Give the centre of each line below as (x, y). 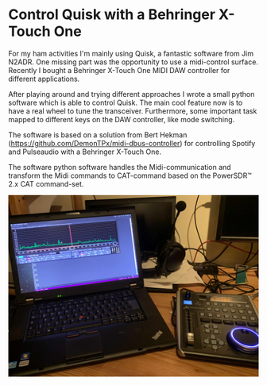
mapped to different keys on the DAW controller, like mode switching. (122, 119)
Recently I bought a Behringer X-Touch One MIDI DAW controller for (119, 70)
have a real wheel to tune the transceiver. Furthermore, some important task (133, 111)
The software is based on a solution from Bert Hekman (98, 135)
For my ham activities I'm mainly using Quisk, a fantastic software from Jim (131, 53)
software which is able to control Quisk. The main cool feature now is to (126, 102)
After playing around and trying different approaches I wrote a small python (132, 94)
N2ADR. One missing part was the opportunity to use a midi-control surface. (133, 62)
